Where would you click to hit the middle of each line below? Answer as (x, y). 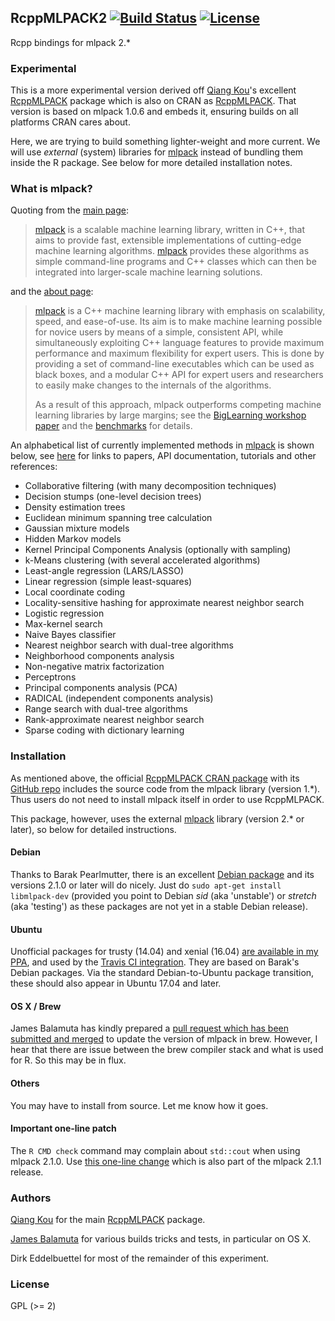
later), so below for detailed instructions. (93, 829)
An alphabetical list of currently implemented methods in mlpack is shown (162, 445)
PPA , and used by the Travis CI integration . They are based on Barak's (155, 962)
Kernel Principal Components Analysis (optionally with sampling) (158, 550)
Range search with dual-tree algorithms (106, 709)
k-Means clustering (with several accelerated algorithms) (142, 560)
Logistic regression (64, 613)
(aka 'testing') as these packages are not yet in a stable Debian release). (159, 906)
